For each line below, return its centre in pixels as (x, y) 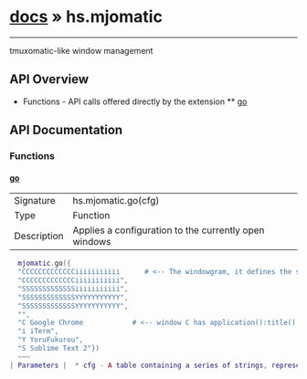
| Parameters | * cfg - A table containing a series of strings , (138, 365)
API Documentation (66, 130)
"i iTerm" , (38, 332)
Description (39, 237)
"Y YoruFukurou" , (51, 340)
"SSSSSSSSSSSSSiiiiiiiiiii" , (73, 289)
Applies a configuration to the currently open (169, 230)
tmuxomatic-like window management (81, 50)
